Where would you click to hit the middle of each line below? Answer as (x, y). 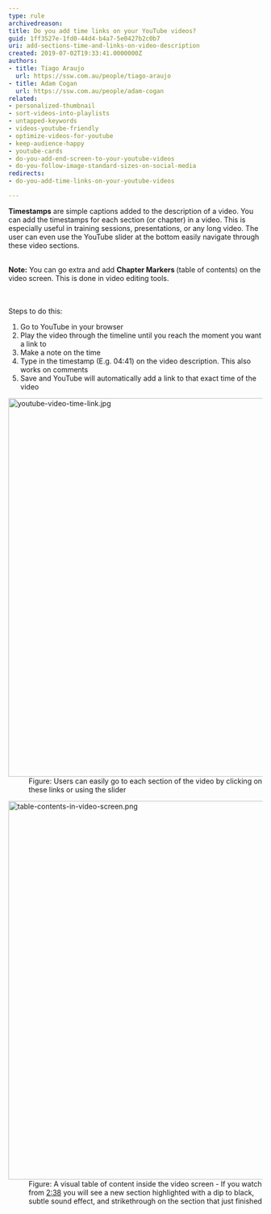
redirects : (27, 174)
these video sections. (44, 245)
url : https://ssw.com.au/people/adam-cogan (90, 91)
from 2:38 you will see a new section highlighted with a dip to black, (142, 1192)
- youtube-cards (35, 151)
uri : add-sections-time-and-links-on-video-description (104, 46)
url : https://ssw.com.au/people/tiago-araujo (94, 76)
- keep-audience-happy (46, 143)
